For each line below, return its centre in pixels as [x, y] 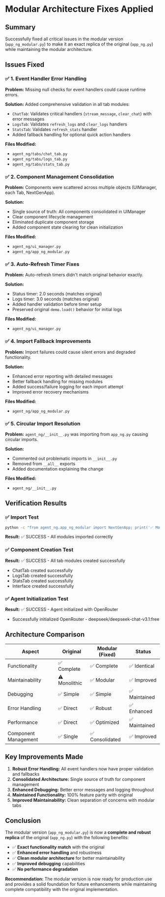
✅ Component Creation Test [39, 550]
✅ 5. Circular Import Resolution [43, 423]
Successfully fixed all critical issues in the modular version [64, 39]
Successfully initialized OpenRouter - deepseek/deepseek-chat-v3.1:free [86, 619]
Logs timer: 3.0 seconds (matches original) [55, 299]
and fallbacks [26, 774]
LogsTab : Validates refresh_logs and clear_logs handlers [70, 124]
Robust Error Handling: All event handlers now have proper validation [83, 768]
